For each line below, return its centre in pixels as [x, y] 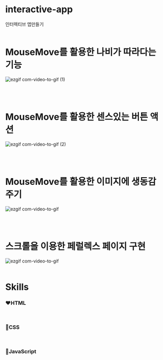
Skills [17, 287]
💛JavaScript [21, 352]
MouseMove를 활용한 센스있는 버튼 [77, 117]
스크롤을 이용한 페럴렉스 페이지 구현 [75, 246]
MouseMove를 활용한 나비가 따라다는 [81, 52]
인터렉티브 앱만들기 [25, 24]
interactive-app [39, 9]
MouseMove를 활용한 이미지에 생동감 [81, 182]
